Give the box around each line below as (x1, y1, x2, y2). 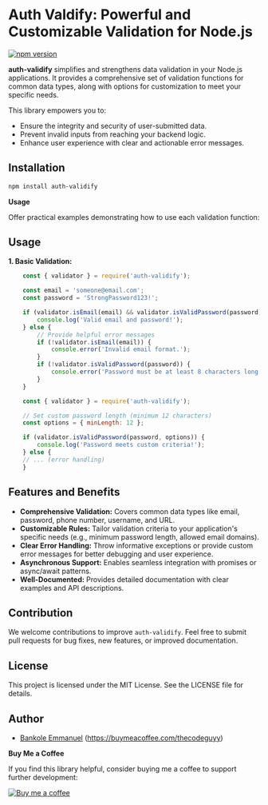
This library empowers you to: (8, 106, 106, 115)
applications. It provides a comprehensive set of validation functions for (8, 73, 244, 82)
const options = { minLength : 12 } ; (22, 419, 145, 427)
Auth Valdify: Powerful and (8, 6, 191, 24)
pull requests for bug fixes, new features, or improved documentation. (8, 636, 238, 645)
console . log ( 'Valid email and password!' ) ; (37, 316, 183, 324)
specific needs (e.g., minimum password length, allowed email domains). (19, 532, 259, 541)
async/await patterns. (19, 566, 92, 576)
